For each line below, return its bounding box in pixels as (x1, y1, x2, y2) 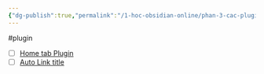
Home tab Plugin (19, 48, 74, 57)
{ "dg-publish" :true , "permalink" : (8, 11, 118, 20)
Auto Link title (19, 57, 64, 67)
